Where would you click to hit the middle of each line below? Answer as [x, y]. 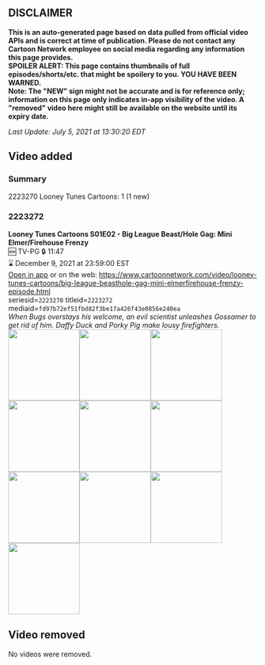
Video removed [47, 635]
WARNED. [25, 82]
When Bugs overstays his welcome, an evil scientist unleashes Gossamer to [132, 317]
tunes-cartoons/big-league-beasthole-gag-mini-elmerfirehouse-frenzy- [126, 283]
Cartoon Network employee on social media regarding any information [127, 49]
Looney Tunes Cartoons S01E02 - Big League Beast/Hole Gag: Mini [120, 234]
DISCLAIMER [40, 13]
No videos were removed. [50, 654]
